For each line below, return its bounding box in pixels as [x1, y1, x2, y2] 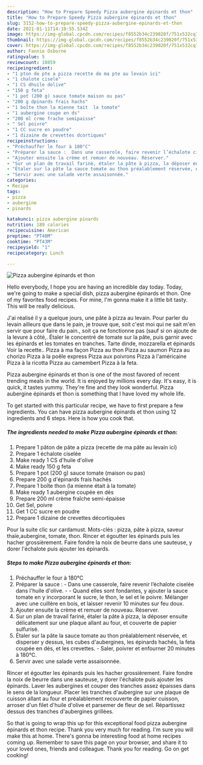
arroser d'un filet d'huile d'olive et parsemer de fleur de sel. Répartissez [7, 702, 186, 709]
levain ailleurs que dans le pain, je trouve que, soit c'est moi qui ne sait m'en [7, 321, 196, 328]
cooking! [7, 752, 29, 759]
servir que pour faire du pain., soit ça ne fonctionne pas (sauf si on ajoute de [7, 327, 197, 334]
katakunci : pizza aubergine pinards [7, 216, 99, 222]
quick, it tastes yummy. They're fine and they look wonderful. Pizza [7, 384, 174, 391]
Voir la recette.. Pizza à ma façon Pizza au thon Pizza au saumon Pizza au [7, 347, 190, 354]
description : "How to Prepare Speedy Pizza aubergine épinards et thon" [7, 8, 193, 15]
